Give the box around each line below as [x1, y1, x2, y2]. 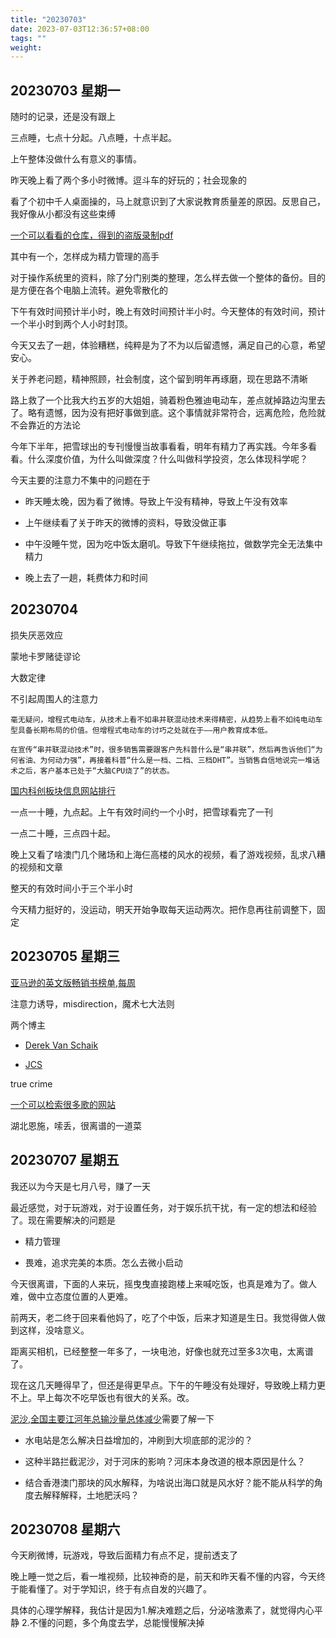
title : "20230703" [10, 14, 87, 25]
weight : [10, 42, 43, 53]
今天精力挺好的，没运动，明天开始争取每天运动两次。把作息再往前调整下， [10, 903, 317, 915]
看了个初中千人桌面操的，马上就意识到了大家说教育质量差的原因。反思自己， [10, 196, 326, 208]
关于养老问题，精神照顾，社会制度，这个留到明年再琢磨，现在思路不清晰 [10, 373, 308, 385]
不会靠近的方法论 [10, 419, 81, 431]
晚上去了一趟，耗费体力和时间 [24, 572, 148, 584]
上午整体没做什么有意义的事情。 [10, 153, 142, 165]
